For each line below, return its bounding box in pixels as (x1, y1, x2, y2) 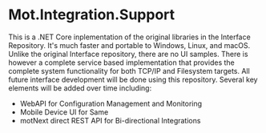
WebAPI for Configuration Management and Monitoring (19, 99, 203, 108)
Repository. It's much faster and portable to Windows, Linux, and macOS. (8, 40, 251, 50)
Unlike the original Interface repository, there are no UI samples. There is (8, 49, 248, 58)
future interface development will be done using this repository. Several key (8, 75, 258, 84)
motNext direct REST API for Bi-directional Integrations (19, 115, 201, 125)
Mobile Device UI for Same (19, 107, 109, 117)
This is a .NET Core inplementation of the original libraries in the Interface (8, 32, 251, 42)
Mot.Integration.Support (8, 6, 175, 24)
